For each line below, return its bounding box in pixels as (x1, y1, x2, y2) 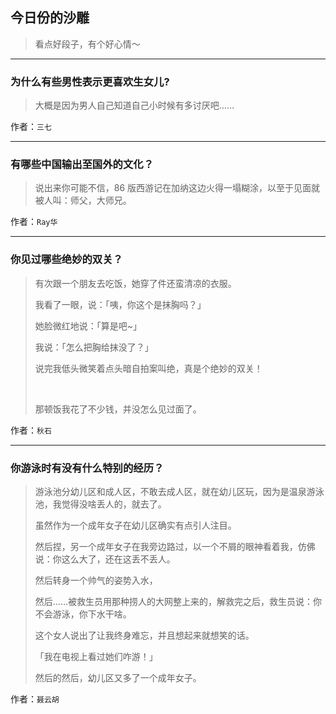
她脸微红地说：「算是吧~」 (34, 319, 143, 332)
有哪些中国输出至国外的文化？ (10, 158, 155, 172)
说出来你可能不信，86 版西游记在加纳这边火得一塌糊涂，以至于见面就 (34, 182, 321, 194)
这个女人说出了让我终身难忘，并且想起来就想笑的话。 (34, 629, 255, 641)
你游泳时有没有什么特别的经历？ (10, 461, 165, 475)
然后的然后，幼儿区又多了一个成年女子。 (34, 672, 202, 683)
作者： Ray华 (10, 216, 58, 228)
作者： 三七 (10, 121, 52, 133)
